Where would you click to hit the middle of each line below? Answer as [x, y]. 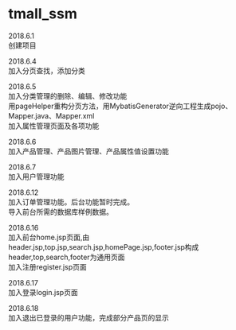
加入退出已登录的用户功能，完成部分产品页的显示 [88, 317]
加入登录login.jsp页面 [43, 292]
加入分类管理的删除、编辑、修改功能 [68, 95]
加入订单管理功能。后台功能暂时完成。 [71, 202]
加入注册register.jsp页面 [47, 266]
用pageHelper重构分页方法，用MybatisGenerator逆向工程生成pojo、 [120, 106]
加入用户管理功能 [36, 177]
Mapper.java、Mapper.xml [51, 115]
